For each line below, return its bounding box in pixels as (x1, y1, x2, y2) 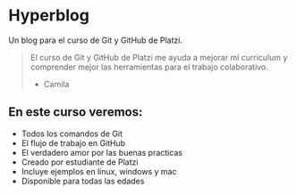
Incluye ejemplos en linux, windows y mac (21, 166, 177, 176)
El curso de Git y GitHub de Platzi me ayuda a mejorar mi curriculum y (30, 52, 288, 62)
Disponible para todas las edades (21, 175, 145, 186)
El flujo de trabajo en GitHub (21, 137, 126, 148)
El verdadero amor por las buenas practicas (21, 147, 182, 158)
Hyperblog (8, 5, 90, 26)
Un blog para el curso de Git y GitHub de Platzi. (8, 35, 182, 45)
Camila (43, 78, 70, 89)
